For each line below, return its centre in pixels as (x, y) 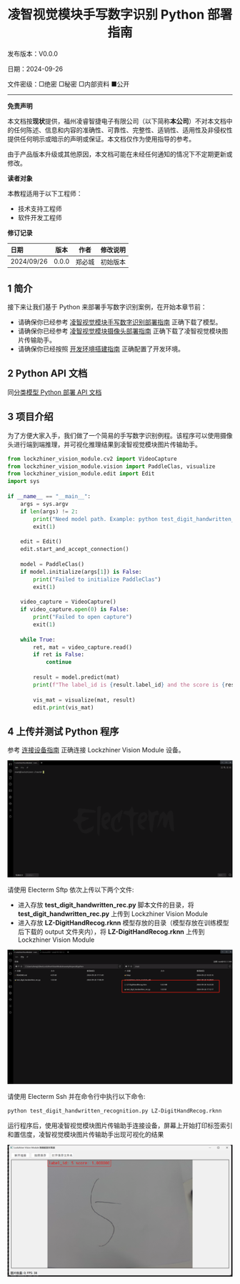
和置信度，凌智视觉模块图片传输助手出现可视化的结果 (86, 1134)
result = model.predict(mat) (76, 677)
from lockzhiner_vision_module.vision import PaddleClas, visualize (111, 466)
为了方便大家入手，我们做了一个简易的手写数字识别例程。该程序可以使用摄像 (120, 435)
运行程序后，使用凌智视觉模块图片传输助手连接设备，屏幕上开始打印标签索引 (120, 1125)
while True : (38, 639)
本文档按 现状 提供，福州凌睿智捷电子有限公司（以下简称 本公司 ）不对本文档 (117, 121)
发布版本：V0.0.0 (33, 54)
